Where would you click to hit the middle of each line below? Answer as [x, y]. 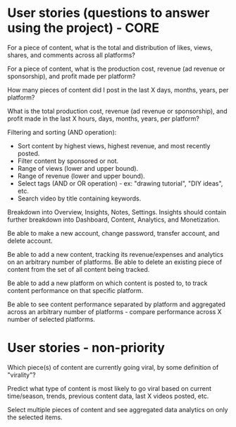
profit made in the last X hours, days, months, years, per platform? [103, 119]
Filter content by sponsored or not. [68, 161]
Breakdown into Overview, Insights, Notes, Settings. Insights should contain [117, 212]
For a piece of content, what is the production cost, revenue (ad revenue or [116, 68]
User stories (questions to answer [108, 13]
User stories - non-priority [86, 348]
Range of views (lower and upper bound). [78, 168]
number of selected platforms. [51, 319]
